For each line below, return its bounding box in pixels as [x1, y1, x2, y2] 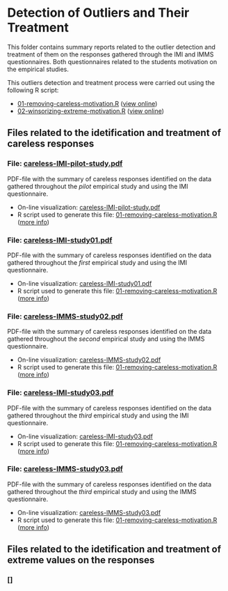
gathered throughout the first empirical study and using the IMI [7, 258, 188, 266]
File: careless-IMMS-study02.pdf [7, 312, 124, 321]
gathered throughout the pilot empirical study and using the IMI [7, 182, 188, 190]
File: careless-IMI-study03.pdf [7, 388, 114, 398]
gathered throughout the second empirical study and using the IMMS [7, 335, 205, 343]
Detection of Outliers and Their [7, 5, 190, 21]
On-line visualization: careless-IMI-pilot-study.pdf [17, 203, 161, 211]
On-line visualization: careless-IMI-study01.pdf [17, 279, 152, 287]
